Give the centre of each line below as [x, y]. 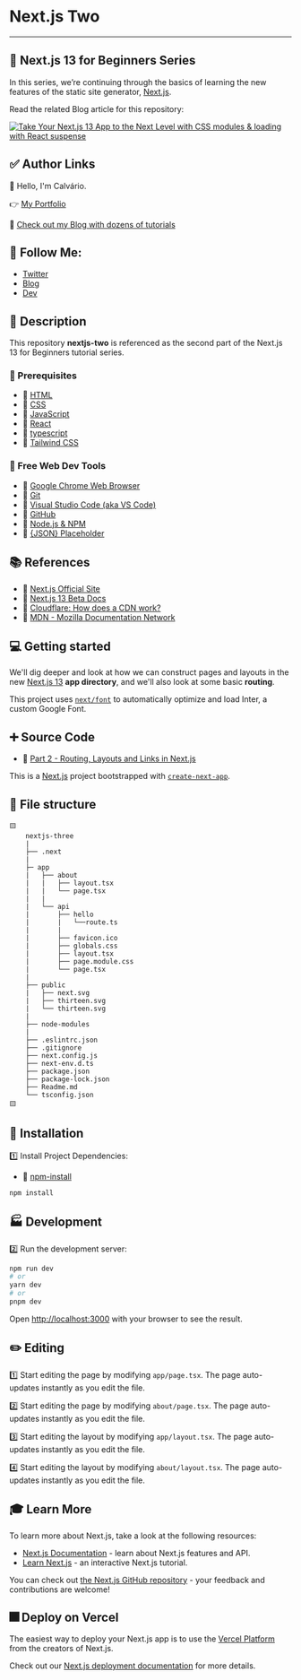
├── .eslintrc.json [62, 1040]
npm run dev [31, 1269]
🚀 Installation [47, 1134]
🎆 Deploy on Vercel [64, 1617]
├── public [46, 985]
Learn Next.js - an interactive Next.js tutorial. [105, 1563]
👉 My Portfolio [38, 204]
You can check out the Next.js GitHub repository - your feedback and [138, 1580]
